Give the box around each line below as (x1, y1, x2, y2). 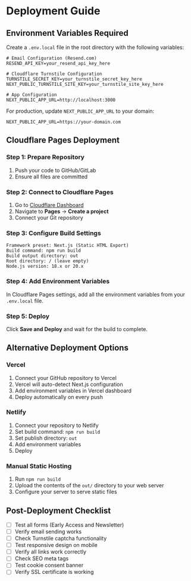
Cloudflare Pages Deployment (6, 135, 120, 146)
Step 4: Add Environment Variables (6, 277, 110, 286)
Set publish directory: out (14, 434, 77, 441)
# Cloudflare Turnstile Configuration (6, 71, 102, 77)
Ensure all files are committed (14, 173, 88, 180)
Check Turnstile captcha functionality (14, 535, 107, 542)
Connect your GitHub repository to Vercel (14, 374, 117, 381)
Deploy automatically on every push (14, 393, 103, 400)
